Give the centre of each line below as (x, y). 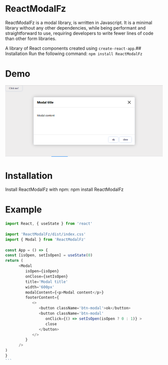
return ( (14, 261)
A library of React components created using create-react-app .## (73, 48)
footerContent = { (42, 298)
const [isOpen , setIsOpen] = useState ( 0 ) (49, 255)
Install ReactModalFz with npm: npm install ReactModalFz (64, 190)
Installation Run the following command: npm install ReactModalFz (74, 54)
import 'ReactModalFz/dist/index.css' (45, 234)
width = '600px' (40, 287)
